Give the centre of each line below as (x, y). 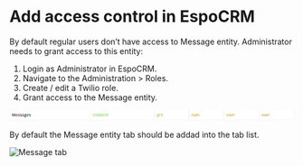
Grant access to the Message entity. (90, 97)
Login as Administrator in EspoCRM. (90, 69)
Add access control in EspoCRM (132, 17)
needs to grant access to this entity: (76, 51)
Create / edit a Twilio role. (71, 88)
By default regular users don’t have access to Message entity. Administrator (151, 41)
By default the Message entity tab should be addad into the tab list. (134, 134)
